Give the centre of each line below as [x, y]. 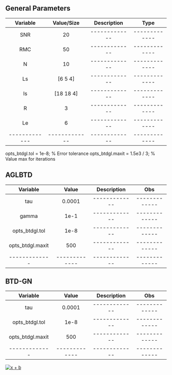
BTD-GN [19, 282]
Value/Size [66, 23]
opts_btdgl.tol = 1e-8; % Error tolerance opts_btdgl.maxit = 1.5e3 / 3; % [80, 153]
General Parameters [38, 8]
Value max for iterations [30, 159]
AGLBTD [19, 175]
